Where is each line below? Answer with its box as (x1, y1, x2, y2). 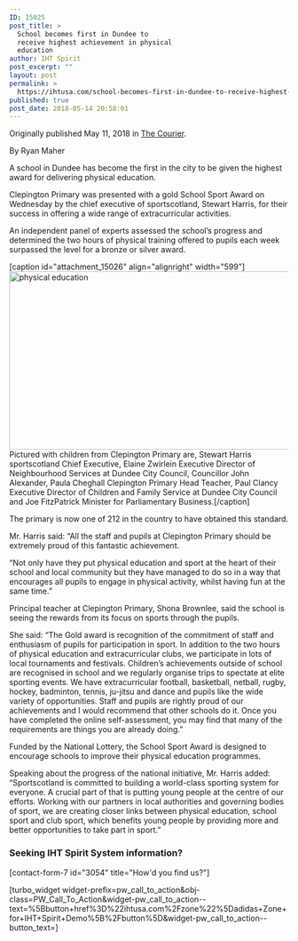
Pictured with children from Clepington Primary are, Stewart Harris (9, 450, 252, 460)
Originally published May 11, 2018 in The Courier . (9, 128, 187, 139)
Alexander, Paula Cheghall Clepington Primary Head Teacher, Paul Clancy (9, 477, 278, 489)
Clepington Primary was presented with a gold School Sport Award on (9, 189, 265, 200)
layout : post (9, 71, 58, 80)
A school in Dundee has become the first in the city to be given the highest (9, 163, 282, 173)
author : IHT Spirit (9, 54, 82, 63)
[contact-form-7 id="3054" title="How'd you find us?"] (9, 867, 210, 878)
